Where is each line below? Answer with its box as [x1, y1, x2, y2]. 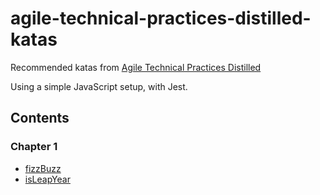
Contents [10, 110, 70, 127]
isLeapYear [24, 173, 71, 185]
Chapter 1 [10, 140, 58, 154]
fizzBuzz [24, 162, 62, 174]
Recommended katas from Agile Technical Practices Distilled [10, 61, 262, 73]
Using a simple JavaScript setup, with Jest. [10, 80, 188, 92]
